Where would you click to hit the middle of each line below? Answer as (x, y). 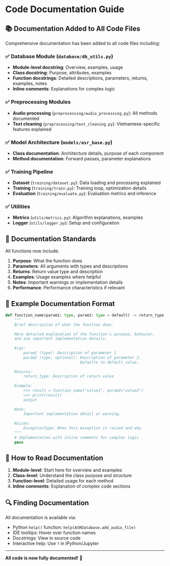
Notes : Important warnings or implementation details (68, 282)
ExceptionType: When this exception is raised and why (82, 428)
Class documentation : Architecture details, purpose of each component (88, 153)
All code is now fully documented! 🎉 (44, 558)
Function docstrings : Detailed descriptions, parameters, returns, (80, 78)
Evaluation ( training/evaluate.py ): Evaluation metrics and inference (84, 194)
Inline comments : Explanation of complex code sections (71, 486)
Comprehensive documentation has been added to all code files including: (83, 43)
